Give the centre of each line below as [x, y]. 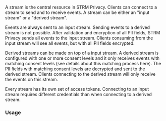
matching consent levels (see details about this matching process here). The [83, 63]
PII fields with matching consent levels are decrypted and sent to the [75, 69]
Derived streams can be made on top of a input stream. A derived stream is [82, 53]
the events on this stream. [32, 79]
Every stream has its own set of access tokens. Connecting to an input [77, 89]
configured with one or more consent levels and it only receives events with [83, 58]
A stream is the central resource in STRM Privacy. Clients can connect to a [81, 7]
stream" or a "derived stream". [36, 18]
